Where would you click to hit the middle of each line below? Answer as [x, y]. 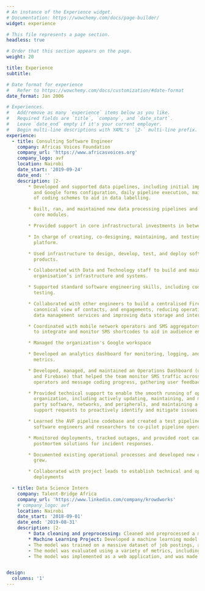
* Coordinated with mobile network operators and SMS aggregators [114, 326]
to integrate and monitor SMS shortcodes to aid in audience [113, 332]
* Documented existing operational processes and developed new [112, 455]
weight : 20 [20, 57]
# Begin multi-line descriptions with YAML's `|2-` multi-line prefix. [102, 130]
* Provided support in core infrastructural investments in [106, 226]
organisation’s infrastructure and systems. [91, 276]
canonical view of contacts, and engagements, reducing [106, 310]
